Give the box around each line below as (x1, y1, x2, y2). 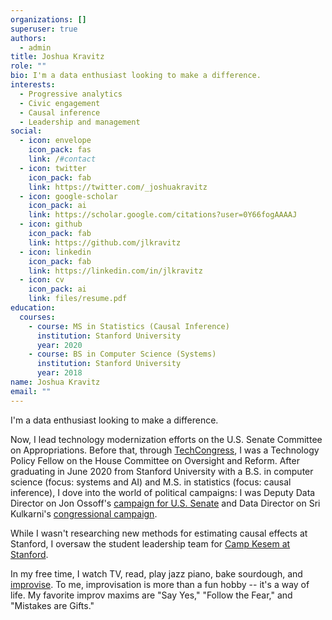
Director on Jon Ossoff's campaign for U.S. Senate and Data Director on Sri (10, 497, 321, 509)
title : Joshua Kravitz (10, 52, 105, 62)
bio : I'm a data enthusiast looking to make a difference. (10, 71, 262, 81)
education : (10, 303, 56, 313)
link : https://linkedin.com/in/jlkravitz (28, 266, 203, 276)
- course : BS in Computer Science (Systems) (28, 349, 217, 360)
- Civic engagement (19, 98, 101, 108)
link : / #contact (28, 154, 97, 164)
